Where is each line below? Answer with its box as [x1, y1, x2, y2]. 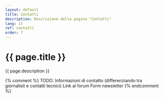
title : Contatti [5, 12, 39, 17]
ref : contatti [5, 26, 35, 31]
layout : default [5, 7, 39, 12]
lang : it [5, 21, 23, 26]
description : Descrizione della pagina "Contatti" [5, 16, 112, 21]
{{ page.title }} [5, 51, 66, 63]
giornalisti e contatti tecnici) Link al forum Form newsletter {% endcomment [5, 83, 159, 89]
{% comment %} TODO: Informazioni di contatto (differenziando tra [5, 77, 142, 83]
